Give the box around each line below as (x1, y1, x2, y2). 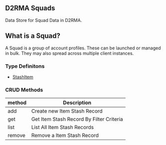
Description (63, 99, 92, 106)
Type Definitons (5, 62, 45, 69)
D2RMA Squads (5, 4, 55, 12)
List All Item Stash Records (31, 124, 94, 131)
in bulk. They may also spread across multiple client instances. (5, 50, 134, 56)
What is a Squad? (5, 32, 61, 40)
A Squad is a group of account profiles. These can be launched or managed (5, 45, 161, 51)
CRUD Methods (5, 86, 43, 93)
